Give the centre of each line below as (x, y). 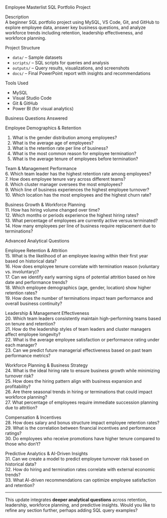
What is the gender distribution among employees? (65, 137)
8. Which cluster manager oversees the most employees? (64, 184)
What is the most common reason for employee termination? (74, 153)
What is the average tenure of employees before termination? (75, 159)
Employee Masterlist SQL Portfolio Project (48, 7)
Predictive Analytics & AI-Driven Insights (46, 453)
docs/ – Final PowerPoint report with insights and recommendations (81, 73)
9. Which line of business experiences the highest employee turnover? (77, 190)
